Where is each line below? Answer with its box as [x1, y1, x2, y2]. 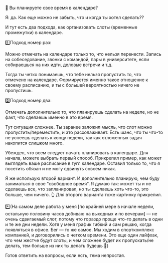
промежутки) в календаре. [5, 30, 63, 35]
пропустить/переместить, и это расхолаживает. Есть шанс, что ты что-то [5, 129, 163, 135]
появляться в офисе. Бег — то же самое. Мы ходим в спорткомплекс [5, 227, 154, 232]
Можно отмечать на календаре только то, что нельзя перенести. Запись [5, 51, 161, 57]
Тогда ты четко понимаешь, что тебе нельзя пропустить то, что [5, 72, 141, 77]
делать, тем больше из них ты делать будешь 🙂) [5, 243, 109, 248]
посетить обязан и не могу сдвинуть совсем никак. [5, 166, 116, 171]
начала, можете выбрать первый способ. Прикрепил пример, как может [5, 155, 162, 161]
